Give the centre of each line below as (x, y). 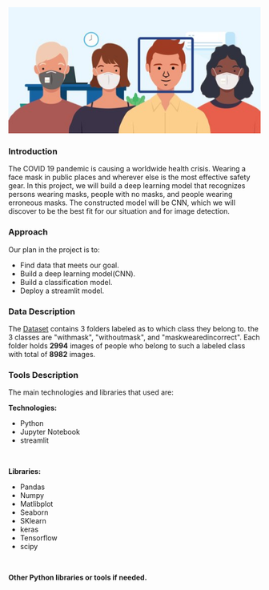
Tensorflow (38, 538)
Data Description (42, 311)
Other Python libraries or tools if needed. (78, 578)
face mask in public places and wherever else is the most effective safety (129, 177)
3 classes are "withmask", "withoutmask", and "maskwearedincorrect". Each (134, 337)
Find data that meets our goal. (69, 265)
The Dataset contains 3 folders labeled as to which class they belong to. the (133, 328)
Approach (28, 232)
